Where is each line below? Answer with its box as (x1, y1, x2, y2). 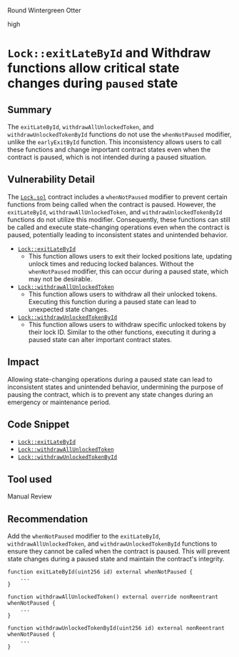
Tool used (7, 473, 52, 485)
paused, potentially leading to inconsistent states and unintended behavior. (7, 230, 228, 239)
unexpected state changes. (28, 305, 109, 314)
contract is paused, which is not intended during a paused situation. (7, 153, 207, 161)
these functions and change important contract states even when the (7, 146, 211, 154)
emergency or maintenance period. (7, 398, 111, 406)
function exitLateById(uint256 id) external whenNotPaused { (7, 568, 193, 576)
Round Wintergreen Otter (7, 6, 81, 14)
